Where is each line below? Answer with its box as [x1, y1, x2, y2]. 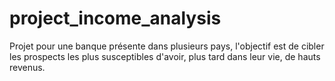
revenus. [9, 61, 46, 73]
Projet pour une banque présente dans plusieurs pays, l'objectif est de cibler [9, 40, 325, 52]
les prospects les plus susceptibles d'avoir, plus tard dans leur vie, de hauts [9, 50, 321, 62]
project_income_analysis [9, 7, 222, 30]
